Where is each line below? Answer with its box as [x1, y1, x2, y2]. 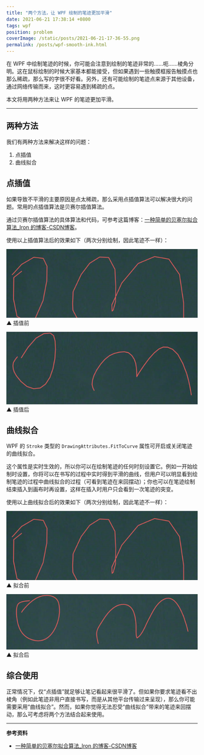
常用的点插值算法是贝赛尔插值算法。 [16, 203, 107, 210]
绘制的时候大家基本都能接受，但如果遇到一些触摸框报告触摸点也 [38, 67, 198, 75]
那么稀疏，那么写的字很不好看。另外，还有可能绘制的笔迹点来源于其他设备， [6, 75, 198, 82]
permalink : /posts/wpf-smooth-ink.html [6, 42, 107, 48]
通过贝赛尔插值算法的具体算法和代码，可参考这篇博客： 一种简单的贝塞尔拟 [6, 216, 192, 223]
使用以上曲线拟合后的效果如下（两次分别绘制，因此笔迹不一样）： [6, 499, 169, 506]
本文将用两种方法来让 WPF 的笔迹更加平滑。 [6, 96, 117, 103]
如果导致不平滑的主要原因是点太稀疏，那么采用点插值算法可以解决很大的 [6, 195, 187, 203]
